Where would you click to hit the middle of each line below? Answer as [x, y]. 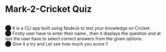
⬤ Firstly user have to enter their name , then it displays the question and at [83, 33]
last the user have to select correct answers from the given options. [74, 39]
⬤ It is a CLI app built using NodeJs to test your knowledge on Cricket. [78, 28]
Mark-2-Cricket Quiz [49, 9]
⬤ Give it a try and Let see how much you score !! [57, 44]
